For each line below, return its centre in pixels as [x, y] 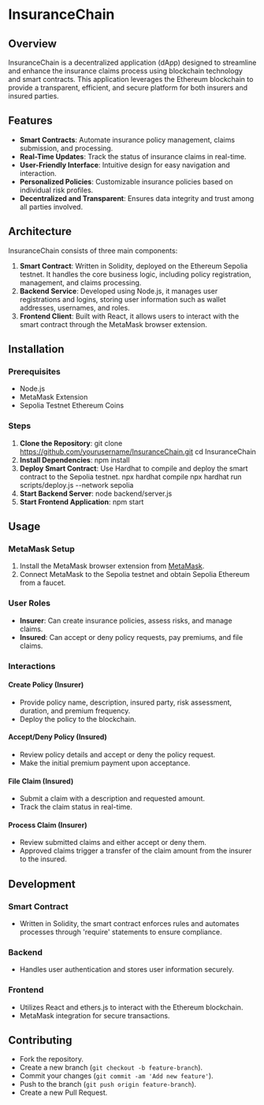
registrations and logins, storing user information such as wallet [123, 299]
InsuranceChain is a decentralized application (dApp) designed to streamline [132, 62]
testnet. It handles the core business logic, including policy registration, [136, 274]
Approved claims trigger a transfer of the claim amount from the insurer [136, 851]
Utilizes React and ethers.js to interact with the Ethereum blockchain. [131, 1007]
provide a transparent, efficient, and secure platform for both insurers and [128, 87]
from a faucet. [43, 583]
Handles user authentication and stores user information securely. [127, 969]
